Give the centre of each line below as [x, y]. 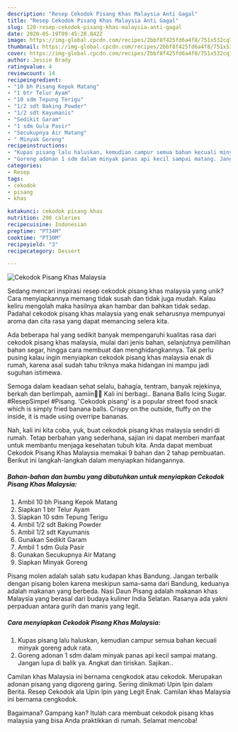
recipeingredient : [34, 80]
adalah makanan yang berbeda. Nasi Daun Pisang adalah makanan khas [113, 591]
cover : [17, 54]
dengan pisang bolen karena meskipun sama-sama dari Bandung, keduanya [118, 584]
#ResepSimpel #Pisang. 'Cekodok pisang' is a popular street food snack [113, 401]
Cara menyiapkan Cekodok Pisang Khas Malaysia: [84, 622]
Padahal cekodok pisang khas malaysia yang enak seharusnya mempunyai [116, 314]
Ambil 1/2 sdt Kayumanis [53, 532]
